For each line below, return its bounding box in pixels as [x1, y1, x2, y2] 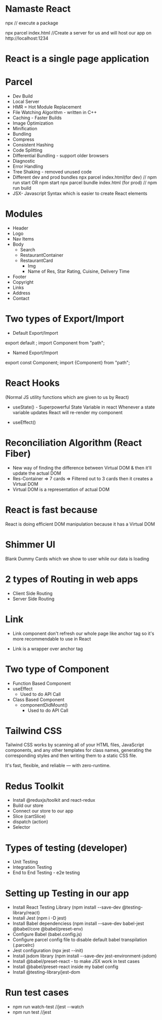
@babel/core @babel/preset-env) [12, 926, 84, 932]
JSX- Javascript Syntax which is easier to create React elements [12, 190, 148, 196]
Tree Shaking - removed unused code [12, 169, 92, 175]
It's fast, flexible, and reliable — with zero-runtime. [5, 763, 111, 769]
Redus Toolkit [5, 780, 64, 792]
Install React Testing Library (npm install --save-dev [12, 904, 121, 911]
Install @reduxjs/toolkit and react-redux [12, 797, 95, 803]
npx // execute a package [5, 20, 58, 26]
